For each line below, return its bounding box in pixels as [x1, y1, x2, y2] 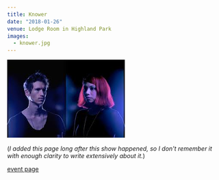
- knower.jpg [13, 40, 51, 47]
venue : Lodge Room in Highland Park [7, 25, 112, 32]
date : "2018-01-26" [7, 18, 63, 25]
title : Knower [7, 11, 48, 18]
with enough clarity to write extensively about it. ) [7, 152, 146, 160]
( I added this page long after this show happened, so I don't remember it [7, 145, 212, 153]
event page [7, 165, 39, 173]
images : [7, 33, 29, 40]
